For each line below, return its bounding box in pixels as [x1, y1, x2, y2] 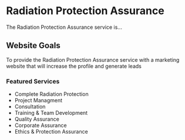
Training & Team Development [14, 109, 88, 116]
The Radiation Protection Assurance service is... [6, 24, 122, 31]
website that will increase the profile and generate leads [6, 62, 142, 69]
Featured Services [6, 77, 60, 85]
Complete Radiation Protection [14, 91, 89, 98]
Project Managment [14, 97, 63, 104]
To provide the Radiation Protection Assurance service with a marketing [6, 56, 180, 63]
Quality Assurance [14, 116, 60, 123]
